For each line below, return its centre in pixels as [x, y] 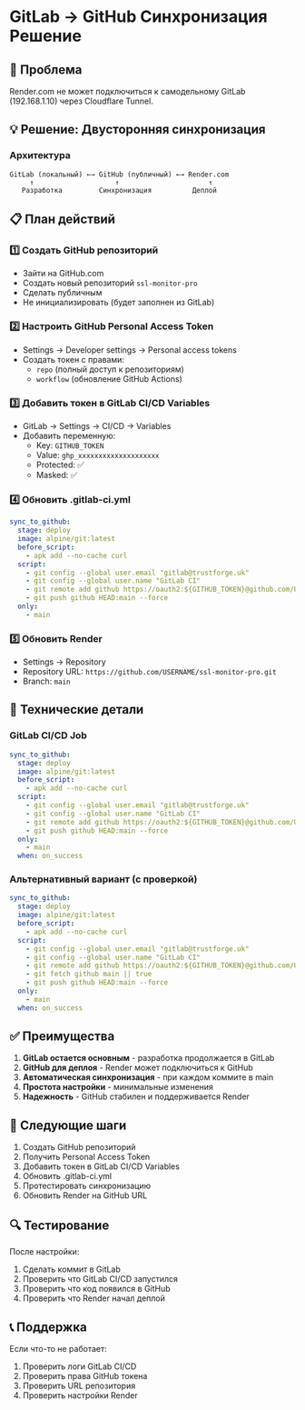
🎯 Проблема [46, 70]
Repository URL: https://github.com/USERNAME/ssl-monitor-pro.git [149, 672]
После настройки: [44, 1252]
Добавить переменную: [69, 435]
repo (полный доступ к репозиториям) [110, 369]
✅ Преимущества [62, 1037]
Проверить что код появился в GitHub [96, 1289]
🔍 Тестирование [59, 1225]
